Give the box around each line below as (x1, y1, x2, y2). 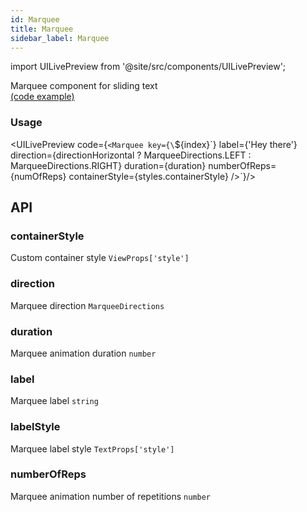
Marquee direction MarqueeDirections (10, 299, 165, 311)
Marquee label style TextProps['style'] (10, 442, 175, 455)
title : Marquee (10, 24, 74, 34)
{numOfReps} (10, 170, 67, 182)
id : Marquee (10, 14, 60, 25)
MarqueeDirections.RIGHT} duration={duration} (10, 159, 207, 171)
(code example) (10, 91, 75, 103)
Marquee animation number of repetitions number (10, 490, 211, 502)
